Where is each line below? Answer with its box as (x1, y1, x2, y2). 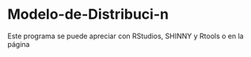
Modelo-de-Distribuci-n (7, 5, 169, 23)
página (7, 39, 30, 48)
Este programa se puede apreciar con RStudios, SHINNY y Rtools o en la (7, 31, 244, 41)
